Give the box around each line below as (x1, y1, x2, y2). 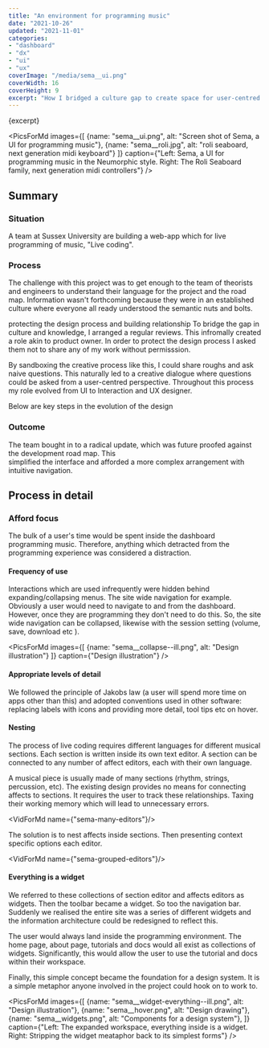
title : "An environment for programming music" (8, 11, 171, 20)
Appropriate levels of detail (8, 670, 102, 679)
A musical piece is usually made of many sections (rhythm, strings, (8, 773, 230, 783)
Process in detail (8, 488, 94, 502)
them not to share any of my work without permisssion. (8, 345, 191, 354)
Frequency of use (8, 566, 68, 576)
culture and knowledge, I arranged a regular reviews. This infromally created (8, 328, 262, 337)
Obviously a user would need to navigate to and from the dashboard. (8, 601, 236, 611)
